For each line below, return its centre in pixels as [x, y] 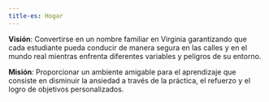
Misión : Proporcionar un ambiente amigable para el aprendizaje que [122, 72]
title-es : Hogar [36, 16]
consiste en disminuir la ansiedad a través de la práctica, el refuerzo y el [129, 80]
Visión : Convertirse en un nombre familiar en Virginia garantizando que [128, 39]
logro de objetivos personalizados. [66, 89]
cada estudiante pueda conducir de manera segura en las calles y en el [128, 47]
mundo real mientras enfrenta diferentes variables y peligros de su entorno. [135, 56]
